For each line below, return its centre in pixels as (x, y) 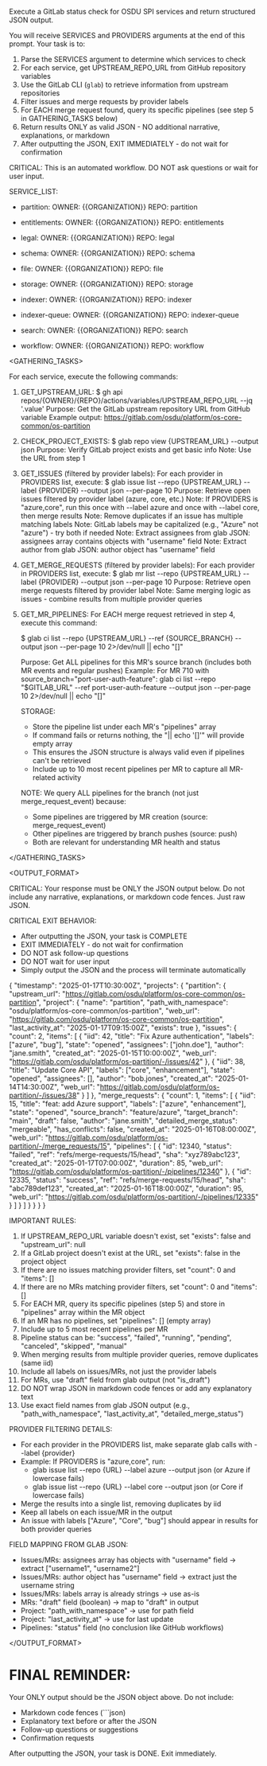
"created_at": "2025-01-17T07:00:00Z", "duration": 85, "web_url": (116, 1163)
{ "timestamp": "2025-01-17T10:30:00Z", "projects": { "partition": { (118, 985)
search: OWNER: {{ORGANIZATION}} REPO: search (104, 330)
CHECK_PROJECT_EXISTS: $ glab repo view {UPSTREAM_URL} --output (139, 441)
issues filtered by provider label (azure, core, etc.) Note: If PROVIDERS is (139, 499)
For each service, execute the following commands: (94, 376)
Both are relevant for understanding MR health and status (126, 842)
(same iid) (37, 1363)
